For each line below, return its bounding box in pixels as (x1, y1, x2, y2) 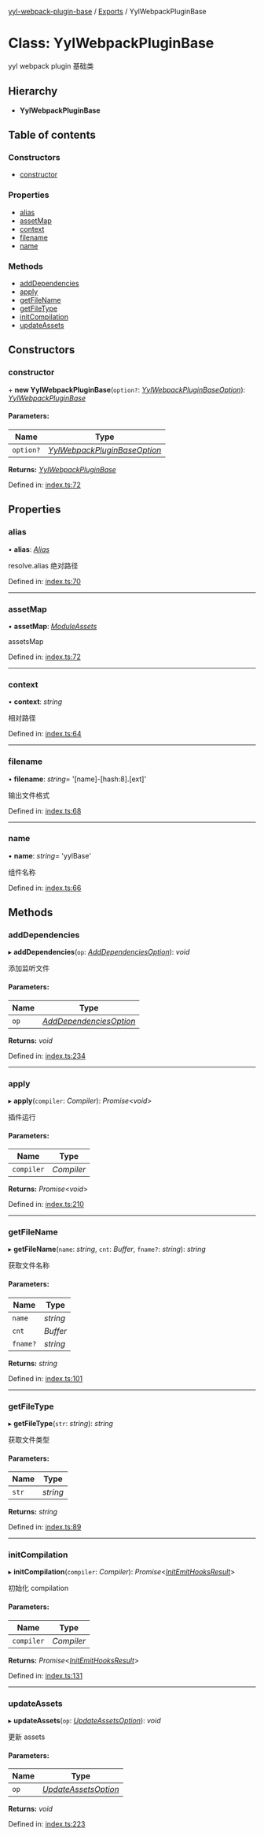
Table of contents (8, 128, 96, 142)
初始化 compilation (8, 1584, 69, 1593)
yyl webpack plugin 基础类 (8, 61, 94, 70)
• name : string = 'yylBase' (8, 851, 92, 860)
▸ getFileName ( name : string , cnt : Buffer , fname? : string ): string (8, 1245, 206, 1254)
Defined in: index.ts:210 (8, 1200, 85, 1209)
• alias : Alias (8, 544, 49, 554)
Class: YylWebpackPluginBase (8, 35, 214, 52)
